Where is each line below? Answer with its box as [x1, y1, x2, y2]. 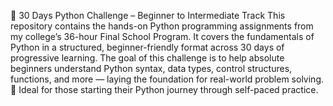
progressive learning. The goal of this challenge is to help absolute [10, 52, 285, 64]
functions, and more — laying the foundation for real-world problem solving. [10, 73, 324, 85]
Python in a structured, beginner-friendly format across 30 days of [10, 41, 285, 53]
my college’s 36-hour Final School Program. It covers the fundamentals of [10, 31, 315, 42]
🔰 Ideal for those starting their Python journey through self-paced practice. [10, 84, 319, 95]
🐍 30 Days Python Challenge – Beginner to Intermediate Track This [10, 10, 286, 21]
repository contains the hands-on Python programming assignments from [10, 20, 314, 32]
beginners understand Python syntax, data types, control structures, [10, 63, 293, 74]
